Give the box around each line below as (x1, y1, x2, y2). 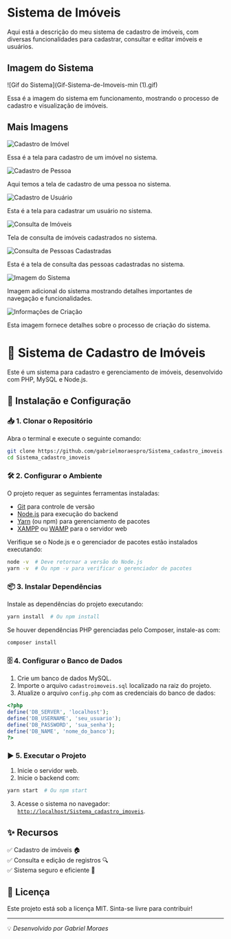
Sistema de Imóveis (7, 5, 121, 21)
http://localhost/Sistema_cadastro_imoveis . (16, 807, 146, 815)
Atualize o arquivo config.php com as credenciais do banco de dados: (16, 689, 216, 698)
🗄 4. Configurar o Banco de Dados (7, 655, 122, 665)
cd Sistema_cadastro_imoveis (7, 454, 91, 462)
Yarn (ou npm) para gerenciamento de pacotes (16, 517, 150, 526)
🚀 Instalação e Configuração (7, 395, 131, 406)
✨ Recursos (7, 827, 58, 839)
